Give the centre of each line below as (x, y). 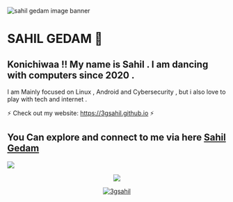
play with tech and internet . (47, 99)
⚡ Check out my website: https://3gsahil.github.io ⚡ (81, 113)
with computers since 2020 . (71, 75)
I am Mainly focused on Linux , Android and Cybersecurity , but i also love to (116, 92)
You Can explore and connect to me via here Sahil (116, 138)
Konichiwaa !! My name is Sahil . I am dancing (108, 64)
